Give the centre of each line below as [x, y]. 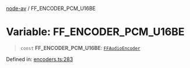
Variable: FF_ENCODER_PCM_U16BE [95, 32]
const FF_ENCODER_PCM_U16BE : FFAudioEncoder [80, 48]
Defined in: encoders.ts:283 [40, 59]
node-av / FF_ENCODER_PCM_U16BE [51, 8]
